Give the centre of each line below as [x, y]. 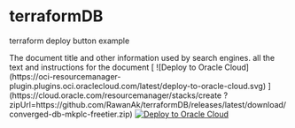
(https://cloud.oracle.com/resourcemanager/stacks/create [116, 95]
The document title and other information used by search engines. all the [142, 57]
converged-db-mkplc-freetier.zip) [71, 114]
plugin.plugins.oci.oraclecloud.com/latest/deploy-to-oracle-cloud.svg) [138, 86]
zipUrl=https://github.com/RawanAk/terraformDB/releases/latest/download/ [147, 104]
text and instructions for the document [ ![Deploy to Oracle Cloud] [129, 67]
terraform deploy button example [70, 41]
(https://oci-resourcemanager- [65, 76]
